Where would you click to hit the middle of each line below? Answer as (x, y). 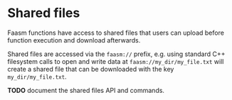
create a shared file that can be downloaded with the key (91, 69)
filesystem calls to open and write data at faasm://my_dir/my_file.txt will (116, 61)
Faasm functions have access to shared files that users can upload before (116, 33)
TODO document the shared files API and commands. (86, 90)
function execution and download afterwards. (74, 40)
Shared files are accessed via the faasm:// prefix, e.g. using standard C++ (116, 54)
